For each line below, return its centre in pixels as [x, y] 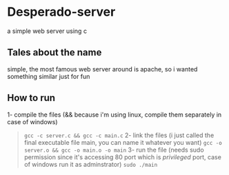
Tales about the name [54, 52]
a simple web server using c [47, 31]
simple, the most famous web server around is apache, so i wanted [102, 69]
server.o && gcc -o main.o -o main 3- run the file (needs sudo [114, 150]
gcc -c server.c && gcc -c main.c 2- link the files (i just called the [119, 135]
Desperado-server [61, 12]
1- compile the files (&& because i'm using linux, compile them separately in [114, 115]
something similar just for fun [49, 76]
